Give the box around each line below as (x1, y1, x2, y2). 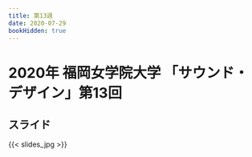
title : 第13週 (8, 11, 54, 20)
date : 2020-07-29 (8, 19, 67, 27)
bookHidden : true (8, 26, 67, 34)
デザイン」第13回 (8, 83, 123, 102)
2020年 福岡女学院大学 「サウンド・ (8, 63, 249, 82)
